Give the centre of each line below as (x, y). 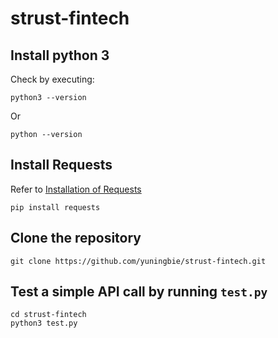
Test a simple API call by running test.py (139, 292)
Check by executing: (52, 79)
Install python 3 (60, 55)
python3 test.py (44, 323)
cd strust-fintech (48, 315)
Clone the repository (76, 238)
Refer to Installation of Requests (76, 189)
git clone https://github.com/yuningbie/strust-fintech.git (138, 261)
